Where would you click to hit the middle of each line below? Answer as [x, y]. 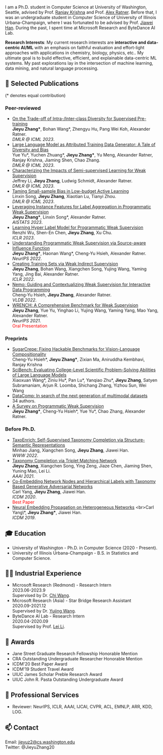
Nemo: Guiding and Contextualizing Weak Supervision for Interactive [81, 284]
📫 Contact [22, 728]
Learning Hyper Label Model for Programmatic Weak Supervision [78, 228]
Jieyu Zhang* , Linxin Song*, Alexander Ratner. [59, 217]
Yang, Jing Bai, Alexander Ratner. [46, 274]
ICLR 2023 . [23, 238]
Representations [49, 445]
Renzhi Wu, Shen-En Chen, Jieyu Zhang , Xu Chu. [62, 233]
